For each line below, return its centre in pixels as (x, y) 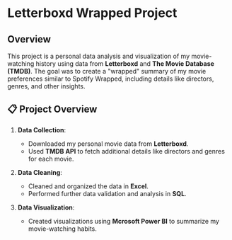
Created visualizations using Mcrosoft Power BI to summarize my (123, 221)
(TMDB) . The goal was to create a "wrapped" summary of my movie (107, 71)
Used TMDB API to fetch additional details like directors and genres (126, 151)
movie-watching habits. (63, 229)
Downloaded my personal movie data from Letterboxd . (108, 144)
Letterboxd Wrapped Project (92, 13)
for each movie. (51, 159)
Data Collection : (42, 130)
